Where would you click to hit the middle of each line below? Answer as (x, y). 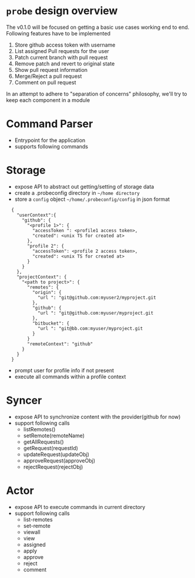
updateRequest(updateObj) (56, 454)
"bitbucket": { (51, 323)
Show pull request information (51, 70)
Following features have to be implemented (58, 33)
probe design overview (62, 11)
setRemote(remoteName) (54, 435)
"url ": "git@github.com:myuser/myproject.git (95, 313)
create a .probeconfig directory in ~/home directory (77, 193)
